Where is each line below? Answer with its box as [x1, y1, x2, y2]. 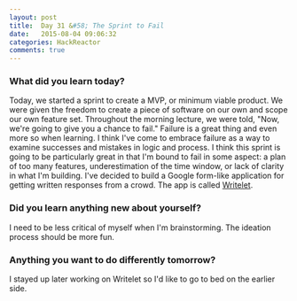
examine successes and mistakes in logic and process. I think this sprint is [9, 143, 281, 153]
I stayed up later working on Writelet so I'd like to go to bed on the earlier [9, 274, 276, 284]
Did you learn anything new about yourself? [9, 202, 202, 214]
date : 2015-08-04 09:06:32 [9, 29, 117, 38]
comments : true [9, 46, 66, 55]
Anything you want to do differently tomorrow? [9, 253, 216, 266]
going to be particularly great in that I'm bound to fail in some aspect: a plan [9, 151, 286, 162]
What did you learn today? [9, 75, 126, 88]
